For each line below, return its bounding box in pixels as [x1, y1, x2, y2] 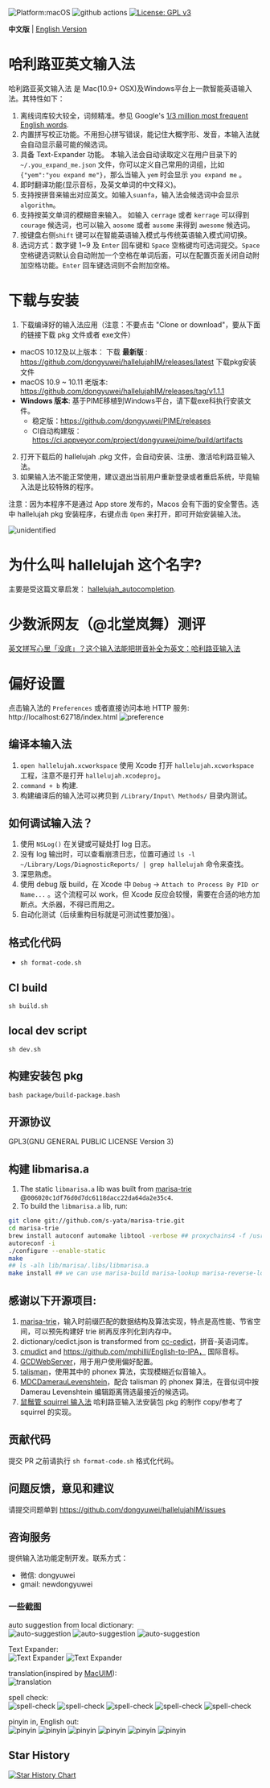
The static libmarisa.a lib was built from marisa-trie [19, 1184, 192, 1194]
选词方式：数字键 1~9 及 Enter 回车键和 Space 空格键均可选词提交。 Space [19, 240, 260, 250]
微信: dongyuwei [19, 1570, 76, 1580]
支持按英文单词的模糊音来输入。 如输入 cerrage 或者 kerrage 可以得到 [19, 209, 250, 219]
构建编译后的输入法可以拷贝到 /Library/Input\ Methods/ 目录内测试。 [19, 790, 252, 800]
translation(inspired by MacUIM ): [8, 1668, 117, 1678]
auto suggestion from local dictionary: [8, 1620, 134, 1629]
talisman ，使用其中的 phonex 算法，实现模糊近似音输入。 [19, 1367, 211, 1376]
